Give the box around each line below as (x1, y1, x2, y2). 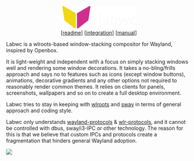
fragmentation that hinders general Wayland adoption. (6, 137, 137, 144)
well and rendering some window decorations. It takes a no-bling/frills (6, 65, 176, 71)
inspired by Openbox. (6, 47, 58, 53)
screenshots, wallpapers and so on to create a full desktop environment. (6, 89, 182, 96)
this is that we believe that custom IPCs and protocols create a (6, 131, 158, 137)
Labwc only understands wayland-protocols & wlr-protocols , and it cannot (6, 119, 186, 125)
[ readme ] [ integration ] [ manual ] (61, 29, 137, 36)
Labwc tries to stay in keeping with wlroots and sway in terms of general (6, 101, 182, 108)
